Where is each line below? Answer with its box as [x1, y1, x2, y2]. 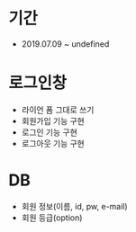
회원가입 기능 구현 [21, 115, 85, 126]
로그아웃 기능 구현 [21, 138, 85, 148]
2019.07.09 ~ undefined [21, 38, 110, 49]
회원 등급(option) [21, 212, 83, 223]
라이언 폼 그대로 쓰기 [21, 104, 95, 115]
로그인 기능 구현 [21, 127, 77, 138]
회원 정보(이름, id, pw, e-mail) [21, 201, 128, 211]
